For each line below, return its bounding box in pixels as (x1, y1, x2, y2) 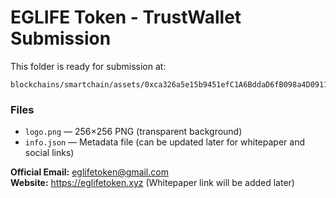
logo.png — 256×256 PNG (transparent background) (24, 126, 243, 138)
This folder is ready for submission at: (10, 60, 167, 72)
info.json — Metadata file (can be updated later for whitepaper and (24, 136, 305, 148)
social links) (24, 147, 75, 159)
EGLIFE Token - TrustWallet (10, 6, 242, 29)
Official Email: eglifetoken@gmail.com (10, 166, 169, 178)
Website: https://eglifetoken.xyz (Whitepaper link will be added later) (10, 177, 295, 189)
